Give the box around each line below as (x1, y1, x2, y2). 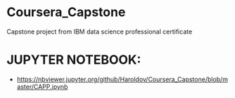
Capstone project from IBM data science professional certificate (6, 27, 193, 36)
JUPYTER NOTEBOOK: (6, 52, 141, 68)
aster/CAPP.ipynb (16, 82, 68, 91)
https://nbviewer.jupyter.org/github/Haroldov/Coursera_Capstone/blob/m (16, 75, 228, 83)
